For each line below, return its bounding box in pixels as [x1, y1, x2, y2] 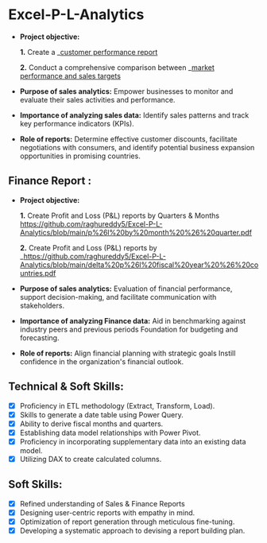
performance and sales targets [19, 71, 122, 80]
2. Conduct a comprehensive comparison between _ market [19, 62, 215, 72]
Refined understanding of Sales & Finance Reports [19, 498, 185, 508]
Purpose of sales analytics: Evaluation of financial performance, [19, 284, 233, 293]
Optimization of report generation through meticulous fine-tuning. [19, 517, 235, 526]
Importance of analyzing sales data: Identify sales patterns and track [19, 110, 250, 120]
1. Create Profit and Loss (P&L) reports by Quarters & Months [19, 211, 220, 220]
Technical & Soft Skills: [8, 380, 125, 394]
